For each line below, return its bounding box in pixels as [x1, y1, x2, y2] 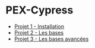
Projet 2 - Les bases [14, 29, 64, 36]
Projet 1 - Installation [14, 23, 65, 30]
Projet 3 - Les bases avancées [14, 35, 89, 42]
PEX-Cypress [5, 4, 74, 17]
